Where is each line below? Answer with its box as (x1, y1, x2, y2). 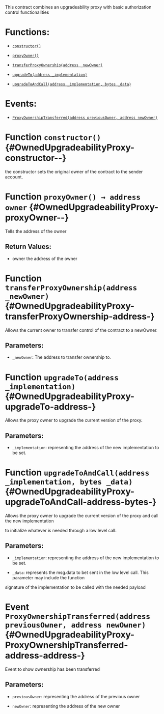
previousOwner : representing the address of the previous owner (12, 693, 140, 699)
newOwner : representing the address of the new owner (12, 703, 120, 709)
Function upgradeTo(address (5, 371, 119, 383)
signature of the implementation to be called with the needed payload (5, 584, 146, 590)
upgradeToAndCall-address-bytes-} (5, 496, 157, 508)
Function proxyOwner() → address (5, 191, 141, 202)
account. (5, 174, 23, 180)
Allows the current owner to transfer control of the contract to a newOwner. (5, 327, 158, 333)
